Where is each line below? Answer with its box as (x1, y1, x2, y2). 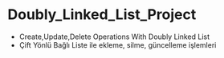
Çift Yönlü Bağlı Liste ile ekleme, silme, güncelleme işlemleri (18, 40, 217, 49)
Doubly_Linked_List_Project (7, 6, 197, 24)
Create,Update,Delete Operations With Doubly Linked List (18, 32, 210, 41)
